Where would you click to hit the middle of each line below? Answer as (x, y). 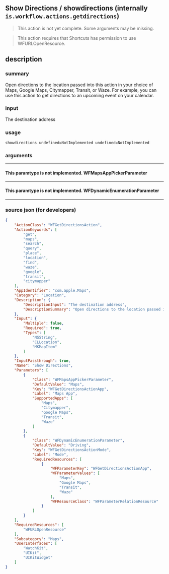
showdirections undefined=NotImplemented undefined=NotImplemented (77, 143)
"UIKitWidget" (38, 558)
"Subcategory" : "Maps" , (39, 539)
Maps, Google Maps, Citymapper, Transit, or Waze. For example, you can (81, 90)
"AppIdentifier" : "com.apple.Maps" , (53, 291)
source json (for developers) (41, 210)
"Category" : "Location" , (40, 295)
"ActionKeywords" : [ (36, 230)
